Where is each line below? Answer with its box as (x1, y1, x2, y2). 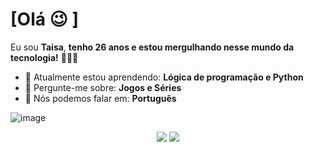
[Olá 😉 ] (10, 8, 79, 31)
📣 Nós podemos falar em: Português (24, 92, 177, 104)
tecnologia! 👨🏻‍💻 (10, 51, 79, 63)
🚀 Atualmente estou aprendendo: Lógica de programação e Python (24, 71, 304, 83)
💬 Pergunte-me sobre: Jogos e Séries (24, 81, 182, 93)
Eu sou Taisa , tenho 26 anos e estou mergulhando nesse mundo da (10, 41, 295, 53)
